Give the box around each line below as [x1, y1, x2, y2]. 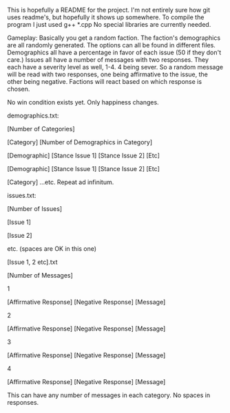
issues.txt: [7, 192, 36, 199]
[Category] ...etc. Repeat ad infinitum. [7, 178, 114, 186]
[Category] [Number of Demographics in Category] [7, 138, 153, 146]
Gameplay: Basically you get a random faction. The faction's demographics [7, 34, 221, 42]
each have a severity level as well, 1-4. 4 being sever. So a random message [7, 63, 224, 71]
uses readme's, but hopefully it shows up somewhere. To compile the [7, 13, 205, 21]
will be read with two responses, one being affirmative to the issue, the [7, 70, 209, 78]
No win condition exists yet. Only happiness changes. [7, 98, 160, 106]
